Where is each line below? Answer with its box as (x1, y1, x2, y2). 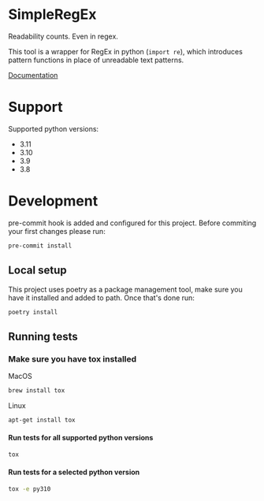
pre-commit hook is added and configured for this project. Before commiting (8, 218, 257, 228)
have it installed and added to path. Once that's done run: (8, 293, 195, 302)
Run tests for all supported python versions (8, 433, 154, 443)
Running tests (8, 329, 79, 343)
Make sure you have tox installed (8, 353, 137, 364)
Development (8, 192, 99, 210)
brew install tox (8, 387, 65, 395)
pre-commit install (8, 242, 73, 250)
